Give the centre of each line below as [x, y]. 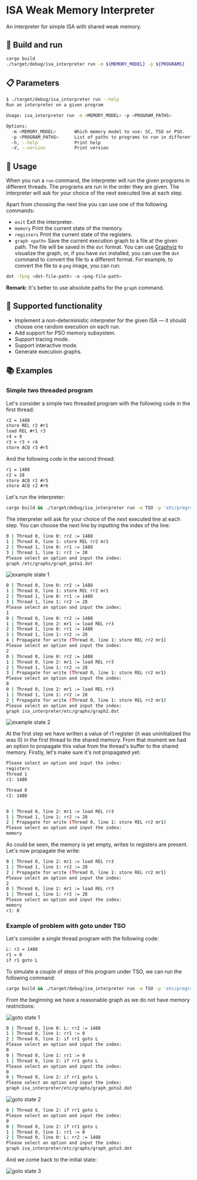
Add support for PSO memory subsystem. [65, 333]
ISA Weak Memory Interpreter [80, 10]
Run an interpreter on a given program [55, 105]
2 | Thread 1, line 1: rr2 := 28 [47, 668]
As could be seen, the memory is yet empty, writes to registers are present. [97, 844]
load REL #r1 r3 [26, 431]
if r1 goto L [22, 960]
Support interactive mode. [46, 345]
